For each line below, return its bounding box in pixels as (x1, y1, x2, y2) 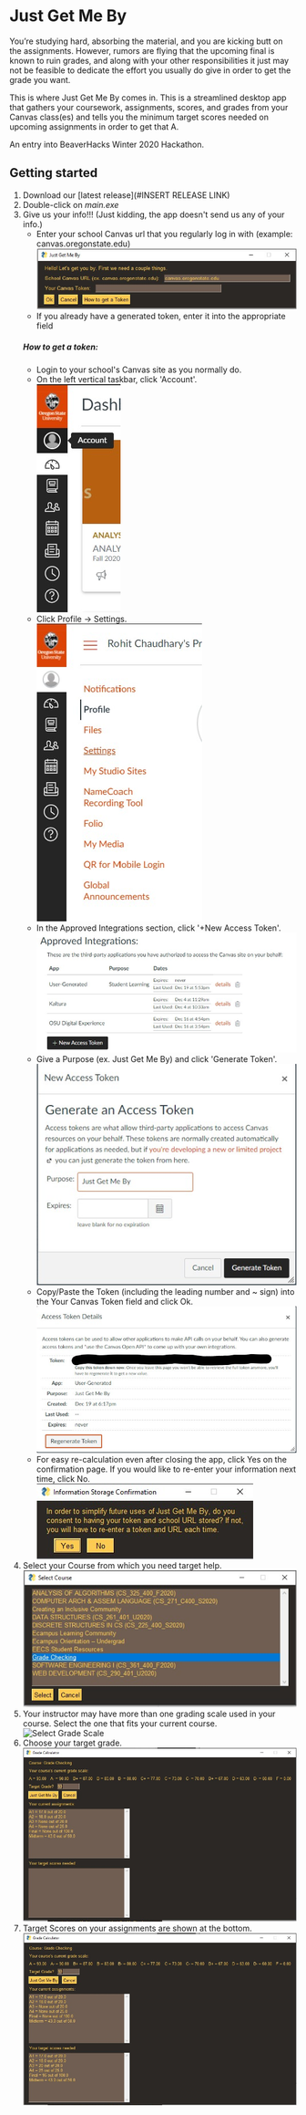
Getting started (9, 165, 98, 181)
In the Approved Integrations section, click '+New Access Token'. (36, 922, 281, 933)
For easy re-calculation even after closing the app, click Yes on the (36, 1454, 287, 1465)
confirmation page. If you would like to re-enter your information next (36, 1464, 297, 1474)
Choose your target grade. (22, 1737, 123, 1748)
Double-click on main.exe (22, 199, 119, 210)
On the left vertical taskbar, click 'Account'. (36, 374, 198, 385)
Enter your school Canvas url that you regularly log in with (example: (36, 228, 293, 239)
